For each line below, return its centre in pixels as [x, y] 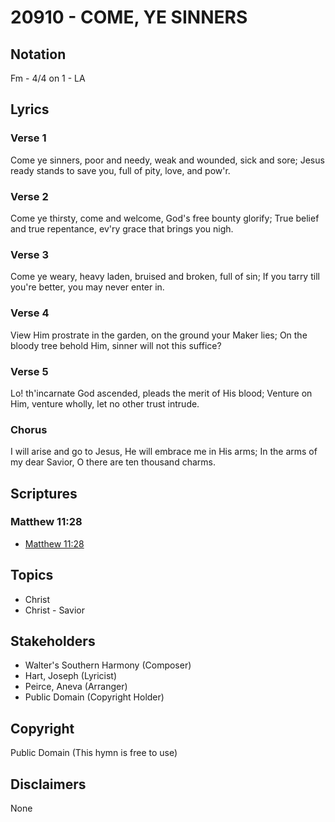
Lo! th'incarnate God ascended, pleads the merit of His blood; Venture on [161, 393]
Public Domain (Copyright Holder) [94, 697]
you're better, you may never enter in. [87, 287]
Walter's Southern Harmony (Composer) [108, 665]
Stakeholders [53, 641]
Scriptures [44, 493]
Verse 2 [29, 196]
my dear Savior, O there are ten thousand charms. [113, 462]
